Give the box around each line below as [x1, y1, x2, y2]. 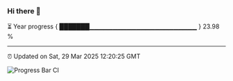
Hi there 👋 [7, 6, 42, 16]
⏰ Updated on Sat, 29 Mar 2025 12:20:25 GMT [7, 52, 141, 61]
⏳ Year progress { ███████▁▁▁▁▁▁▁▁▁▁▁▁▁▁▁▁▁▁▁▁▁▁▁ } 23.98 [7, 22, 220, 30]
